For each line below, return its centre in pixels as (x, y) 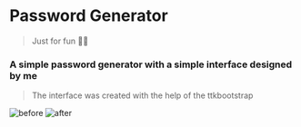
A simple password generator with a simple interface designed (151, 64)
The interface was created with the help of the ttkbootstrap (142, 95)
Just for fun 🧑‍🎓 (60, 41)
